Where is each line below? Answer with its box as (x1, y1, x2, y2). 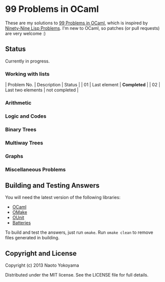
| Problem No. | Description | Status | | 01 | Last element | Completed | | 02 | (5, 82, 161, 88)
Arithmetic (5, 99, 32, 106)
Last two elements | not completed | (5, 87, 79, 93)
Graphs (5, 152, 23, 159)
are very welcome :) (5, 30, 46, 36)
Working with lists (5, 70, 50, 77)
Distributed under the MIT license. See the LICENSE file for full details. (5, 272, 149, 278)
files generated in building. (5, 235, 59, 241)
